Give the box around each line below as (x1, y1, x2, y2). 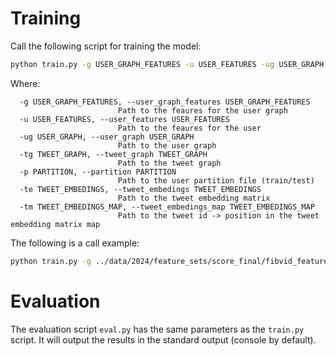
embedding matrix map (10, 219, 101, 229)
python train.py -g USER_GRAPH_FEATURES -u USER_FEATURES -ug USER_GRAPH (10, 59, 325, 69)
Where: (10, 77, 41, 89)
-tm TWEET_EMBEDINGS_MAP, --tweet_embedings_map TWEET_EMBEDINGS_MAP (19, 202, 315, 212)
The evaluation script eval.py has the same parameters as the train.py (10, 323, 305, 335)
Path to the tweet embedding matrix (117, 193, 271, 203)
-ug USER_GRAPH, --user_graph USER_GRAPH (19, 132, 195, 142)
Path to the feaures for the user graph (117, 105, 288, 116)
